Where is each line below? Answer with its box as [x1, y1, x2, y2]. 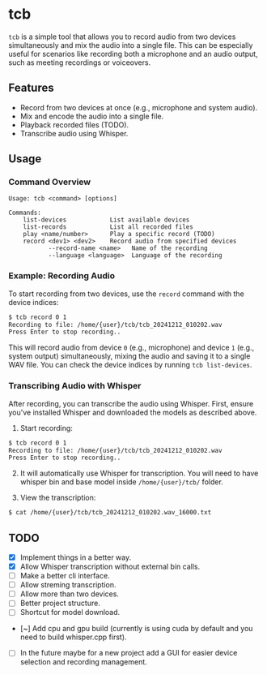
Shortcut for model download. [19, 608, 121, 617]
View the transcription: [19, 492, 96, 503]
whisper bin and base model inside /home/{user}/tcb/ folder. [19, 477, 224, 487]
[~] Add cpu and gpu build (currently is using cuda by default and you [19, 624, 253, 634]
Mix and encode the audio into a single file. [19, 111, 164, 121]
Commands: [8, 209, 42, 217]
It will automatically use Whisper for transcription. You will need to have [19, 468, 259, 479]
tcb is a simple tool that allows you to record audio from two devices [8, 32, 236, 41]
